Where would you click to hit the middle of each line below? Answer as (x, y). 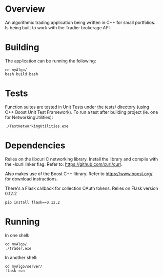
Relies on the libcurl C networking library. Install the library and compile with (81, 159)
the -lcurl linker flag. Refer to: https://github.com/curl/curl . (63, 164)
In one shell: (17, 235)
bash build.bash (21, 74)
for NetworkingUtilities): (29, 117)
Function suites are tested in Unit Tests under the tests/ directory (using (77, 107)
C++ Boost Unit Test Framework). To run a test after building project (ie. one (81, 112)
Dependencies (35, 145)
